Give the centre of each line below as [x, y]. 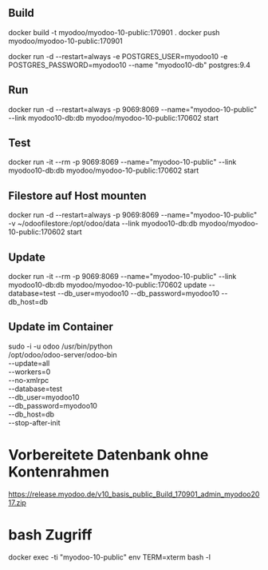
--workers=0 [30, 372]
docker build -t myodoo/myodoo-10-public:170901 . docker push [114, 32]
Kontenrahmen [59, 472]
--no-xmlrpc [29, 380]
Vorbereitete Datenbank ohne [108, 455]
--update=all [29, 363]
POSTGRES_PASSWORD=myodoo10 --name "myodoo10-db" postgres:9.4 [130, 65]
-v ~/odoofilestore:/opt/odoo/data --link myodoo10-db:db [103, 224]
